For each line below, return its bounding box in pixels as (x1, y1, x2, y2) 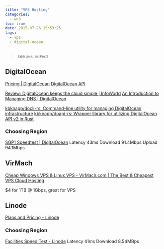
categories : (5, 12, 30, 17)
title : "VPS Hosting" (5, 7, 50, 12)
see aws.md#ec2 (17, 53, 49, 59)
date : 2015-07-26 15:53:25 (5, 26, 61, 31)
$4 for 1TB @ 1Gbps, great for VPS (5, 187, 76, 193)
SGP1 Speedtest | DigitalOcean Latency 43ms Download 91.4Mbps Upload (5, 139, 158, 145)
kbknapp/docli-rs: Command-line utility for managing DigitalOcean (5, 105, 142, 111)
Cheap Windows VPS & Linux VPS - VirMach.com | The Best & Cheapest (5, 172, 154, 178)
